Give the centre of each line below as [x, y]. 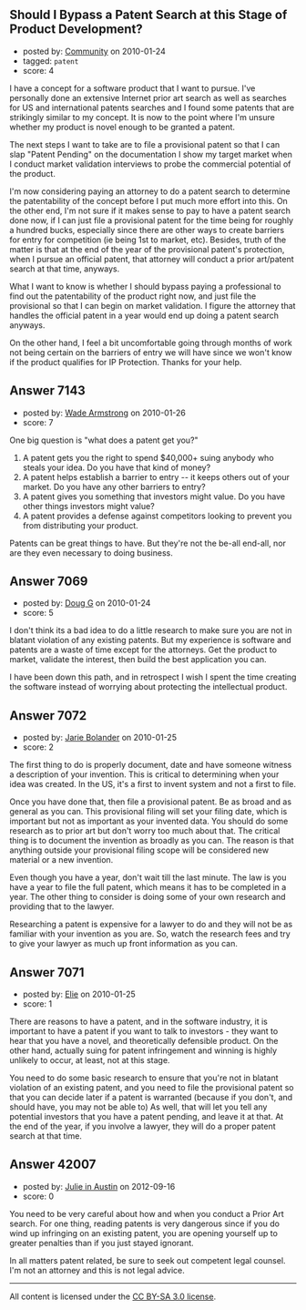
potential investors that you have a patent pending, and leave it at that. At [147, 1117]
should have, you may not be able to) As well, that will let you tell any [138, 1107]
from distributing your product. [80, 525]
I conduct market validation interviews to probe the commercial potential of [150, 164]
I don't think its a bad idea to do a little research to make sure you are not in [151, 630]
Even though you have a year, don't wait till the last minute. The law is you [148, 877]
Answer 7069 [49, 582]
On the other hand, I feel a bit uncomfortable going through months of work [151, 343]
